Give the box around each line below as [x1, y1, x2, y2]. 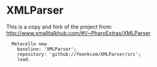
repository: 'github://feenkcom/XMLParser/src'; [17, 51, 141, 57]
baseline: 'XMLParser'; [17, 46, 77, 52]
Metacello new [11, 41, 47, 47]
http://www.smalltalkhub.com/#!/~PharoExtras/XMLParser [6, 29, 151, 36]
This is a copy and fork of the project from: [6, 23, 112, 30]
